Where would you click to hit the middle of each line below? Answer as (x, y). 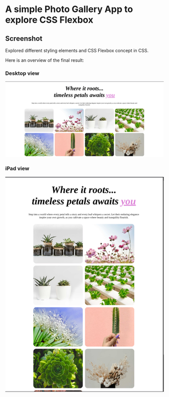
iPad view (17, 168)
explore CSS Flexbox (49, 20)
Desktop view (22, 73)
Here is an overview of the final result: (45, 60)
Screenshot (24, 38)
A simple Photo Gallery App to (69, 9)
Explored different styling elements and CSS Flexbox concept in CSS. (77, 51)
